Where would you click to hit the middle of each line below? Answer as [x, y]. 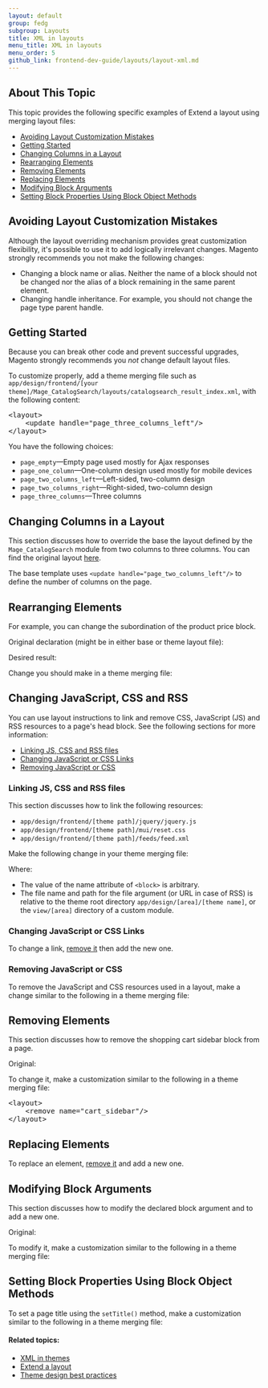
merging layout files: [42, 120]
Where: [20, 869]
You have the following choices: [61, 447]
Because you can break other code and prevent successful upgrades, [124, 352]
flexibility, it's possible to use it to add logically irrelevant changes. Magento [134, 249]
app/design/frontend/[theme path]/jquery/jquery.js [108, 822]
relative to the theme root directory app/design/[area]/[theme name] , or [138, 902]
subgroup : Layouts [39, 30]
